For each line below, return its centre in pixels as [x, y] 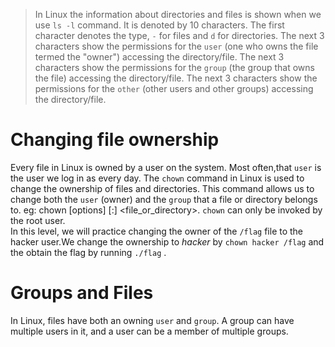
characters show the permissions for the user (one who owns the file [176, 46]
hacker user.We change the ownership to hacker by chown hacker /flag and [167, 241]
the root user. [38, 220]
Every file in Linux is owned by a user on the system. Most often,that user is [166, 167]
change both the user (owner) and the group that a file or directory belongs [164, 199]
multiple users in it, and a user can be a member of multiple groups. [149, 331]
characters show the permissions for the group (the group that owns [174, 67]
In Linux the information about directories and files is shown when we [178, 14]
